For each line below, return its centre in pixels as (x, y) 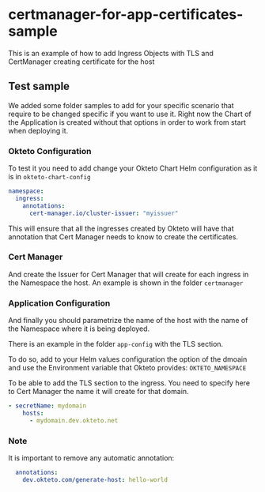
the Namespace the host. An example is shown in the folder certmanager (126, 283)
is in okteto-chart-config (49, 177)
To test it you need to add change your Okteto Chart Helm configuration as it (133, 168)
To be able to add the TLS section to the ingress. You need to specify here (129, 383)
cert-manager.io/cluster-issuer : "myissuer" (104, 213)
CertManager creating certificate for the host (81, 62)
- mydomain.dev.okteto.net (74, 420)
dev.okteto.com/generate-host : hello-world (95, 479)
